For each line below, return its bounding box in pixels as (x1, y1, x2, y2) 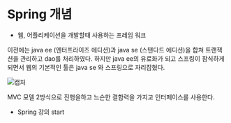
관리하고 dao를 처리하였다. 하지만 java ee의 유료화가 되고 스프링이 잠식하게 (20, 54, 225, 63)
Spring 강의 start (17, 108, 65, 116)
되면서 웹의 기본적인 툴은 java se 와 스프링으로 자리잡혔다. (7, 63, 165, 71)
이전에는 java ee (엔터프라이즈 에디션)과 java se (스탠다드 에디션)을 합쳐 (7, 45, 204, 54)
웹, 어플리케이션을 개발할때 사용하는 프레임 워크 (17, 31, 147, 39)
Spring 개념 (7, 6, 73, 22)
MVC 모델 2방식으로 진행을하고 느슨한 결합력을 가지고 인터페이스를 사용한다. (7, 92, 215, 101)
